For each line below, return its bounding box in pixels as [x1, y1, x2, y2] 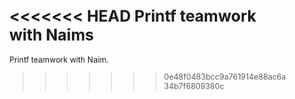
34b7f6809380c [163, 80, 225, 91]
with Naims [9, 25, 95, 45]
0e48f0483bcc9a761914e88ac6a [163, 71, 287, 81]
